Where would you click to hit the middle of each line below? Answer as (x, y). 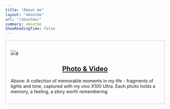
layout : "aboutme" (25, 15)
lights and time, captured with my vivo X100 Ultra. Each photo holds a (83, 86)
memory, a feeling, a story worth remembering (59, 91)
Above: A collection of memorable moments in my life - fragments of (82, 81)
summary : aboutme (24, 24)
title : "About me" (25, 10)
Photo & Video (85, 69)
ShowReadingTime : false (30, 29)
